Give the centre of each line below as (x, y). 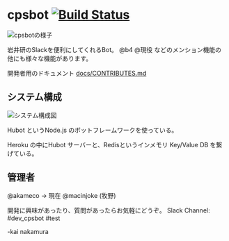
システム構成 (35, 97)
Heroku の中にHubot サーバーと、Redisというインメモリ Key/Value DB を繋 (115, 144)
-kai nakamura (28, 231)
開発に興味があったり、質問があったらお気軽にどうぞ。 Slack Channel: (109, 210)
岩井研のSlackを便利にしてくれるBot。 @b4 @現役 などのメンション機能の (114, 49)
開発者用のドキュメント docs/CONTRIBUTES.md (77, 73)
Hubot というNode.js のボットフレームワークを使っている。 (93, 130)
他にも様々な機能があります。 (50, 58)
